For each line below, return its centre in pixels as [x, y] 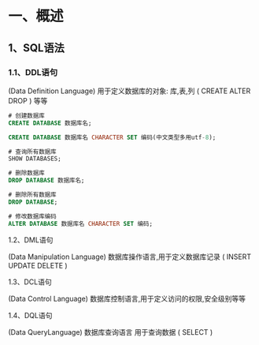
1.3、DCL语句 [30, 282]
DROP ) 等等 [28, 100]
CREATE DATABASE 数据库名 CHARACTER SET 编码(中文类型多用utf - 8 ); [112, 137]
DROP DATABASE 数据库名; [46, 181]
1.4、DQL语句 [30, 315]
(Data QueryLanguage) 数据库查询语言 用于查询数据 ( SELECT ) [111, 332]
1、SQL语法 [36, 48]
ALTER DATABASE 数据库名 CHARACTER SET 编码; [81, 223]
